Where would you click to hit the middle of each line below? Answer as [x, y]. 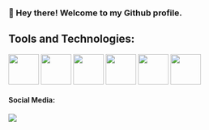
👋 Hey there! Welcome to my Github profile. [95, 13]
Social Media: [32, 100]
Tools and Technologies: [72, 39]
